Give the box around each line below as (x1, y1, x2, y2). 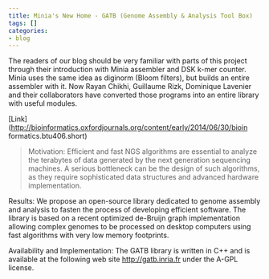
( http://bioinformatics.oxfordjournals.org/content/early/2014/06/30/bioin (8, 123, 248, 132)
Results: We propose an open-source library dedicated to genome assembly (8, 196, 261, 206)
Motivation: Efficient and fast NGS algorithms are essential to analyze (27, 147, 258, 156)
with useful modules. (8, 99, 78, 108)
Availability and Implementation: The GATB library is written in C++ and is (8, 246, 251, 256)
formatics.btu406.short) (8, 131, 88, 141)
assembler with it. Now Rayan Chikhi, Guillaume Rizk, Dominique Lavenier (8, 82, 252, 91)
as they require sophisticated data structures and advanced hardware (27, 172, 259, 182)
